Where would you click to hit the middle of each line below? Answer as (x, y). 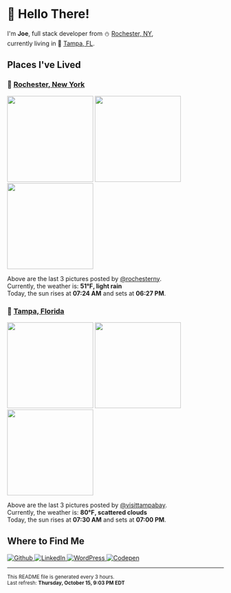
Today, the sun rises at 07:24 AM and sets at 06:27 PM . (87, 293)
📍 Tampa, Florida (36, 311)
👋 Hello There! (48, 14)
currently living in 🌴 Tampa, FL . (51, 43)
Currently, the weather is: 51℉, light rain (65, 286)
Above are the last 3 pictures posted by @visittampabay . (87, 505)
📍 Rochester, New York (46, 85)
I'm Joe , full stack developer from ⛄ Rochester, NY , (80, 33)
